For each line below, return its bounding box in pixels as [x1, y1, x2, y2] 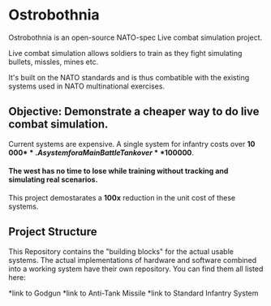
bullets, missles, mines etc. [8, 57, 99, 67]
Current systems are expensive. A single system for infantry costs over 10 [8, 139, 256, 149]
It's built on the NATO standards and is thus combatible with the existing [8, 72, 250, 82]
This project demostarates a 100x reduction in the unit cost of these [8, 192, 236, 202]
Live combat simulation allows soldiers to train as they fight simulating [8, 48, 243, 58]
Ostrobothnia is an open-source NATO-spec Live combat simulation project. [8, 32, 263, 42]
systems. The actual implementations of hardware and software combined [8, 255, 257, 265]
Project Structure [8, 225, 97, 239]
